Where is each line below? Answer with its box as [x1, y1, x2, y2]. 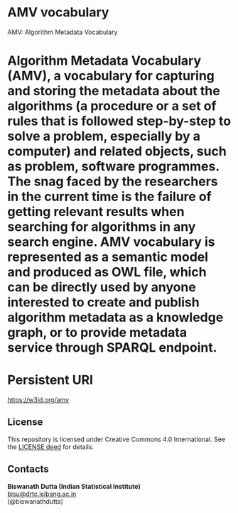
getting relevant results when [7, 204, 185, 220]
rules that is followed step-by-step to [7, 113, 232, 129]
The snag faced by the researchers [7, 173, 218, 190]
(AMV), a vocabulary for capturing [7, 68, 215, 84]
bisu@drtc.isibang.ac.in [7, 490, 77, 498]
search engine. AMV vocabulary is [7, 234, 215, 250]
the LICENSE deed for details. [7, 442, 94, 451]
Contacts [7, 463, 50, 475]
